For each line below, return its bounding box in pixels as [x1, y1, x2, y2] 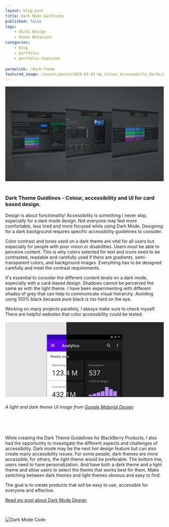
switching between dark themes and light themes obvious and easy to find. [5, 472, 161, 478]
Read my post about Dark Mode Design [5, 497, 87, 503]
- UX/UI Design [14, 29, 46, 35]
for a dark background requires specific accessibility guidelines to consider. [5, 228, 162, 234]
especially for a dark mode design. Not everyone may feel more [5, 217, 137, 223]
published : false [5, 19, 42, 24]
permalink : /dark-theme [5, 66, 55, 71]
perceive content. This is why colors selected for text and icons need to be [5, 249, 160, 255]
